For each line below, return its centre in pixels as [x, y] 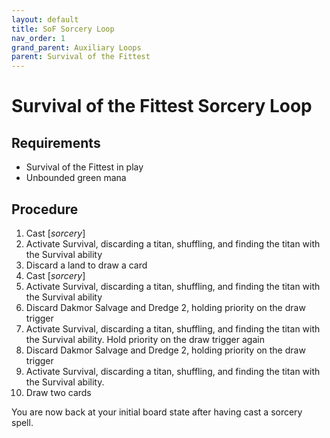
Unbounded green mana [76, 178]
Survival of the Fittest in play [84, 167]
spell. [22, 422]
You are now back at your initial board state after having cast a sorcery [157, 412]
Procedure [45, 209]
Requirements [56, 142]
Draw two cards [58, 392]
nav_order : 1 [38, 38]
